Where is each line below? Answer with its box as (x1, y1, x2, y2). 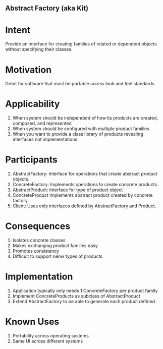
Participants (5, 154, 58, 165)
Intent (5, 24, 31, 36)
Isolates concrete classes (12, 237, 66, 244)
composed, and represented (12, 121, 72, 127)
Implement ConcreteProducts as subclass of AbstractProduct (12, 293, 140, 299)
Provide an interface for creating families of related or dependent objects (5, 41, 157, 47)
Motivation (5, 64, 52, 75)
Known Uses (5, 316, 60, 327)
